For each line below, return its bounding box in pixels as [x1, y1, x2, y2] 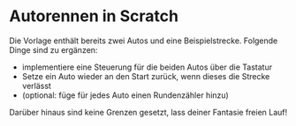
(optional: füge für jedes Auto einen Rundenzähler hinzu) [21, 90, 230, 100]
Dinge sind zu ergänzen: [9, 44, 98, 55]
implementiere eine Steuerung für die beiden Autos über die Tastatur [21, 62, 272, 72]
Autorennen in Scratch [9, 6, 179, 26]
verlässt [21, 80, 51, 91]
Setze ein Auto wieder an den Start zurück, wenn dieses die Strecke [21, 70, 270, 81]
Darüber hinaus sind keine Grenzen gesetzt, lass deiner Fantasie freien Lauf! [9, 107, 288, 117]
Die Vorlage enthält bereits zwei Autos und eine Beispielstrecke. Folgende [9, 35, 278, 46]
